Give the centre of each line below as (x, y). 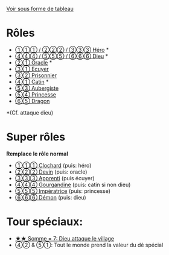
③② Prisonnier (36, 75)
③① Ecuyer (32, 69)
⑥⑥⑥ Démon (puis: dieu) (50, 197)
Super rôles (36, 137)
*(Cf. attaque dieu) (30, 112)
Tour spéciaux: (45, 222)
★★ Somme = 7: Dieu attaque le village (65, 238)
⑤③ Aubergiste (37, 88)
